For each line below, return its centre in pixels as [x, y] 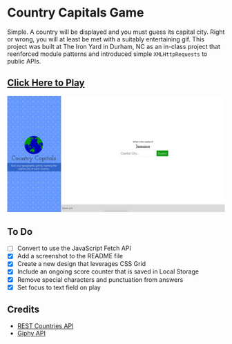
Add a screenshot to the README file [70, 256]
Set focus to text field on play [59, 287]
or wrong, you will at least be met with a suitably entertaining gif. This [106, 39]
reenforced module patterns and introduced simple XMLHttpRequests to [107, 54]
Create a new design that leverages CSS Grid [81, 264]
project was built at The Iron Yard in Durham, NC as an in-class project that [114, 46]
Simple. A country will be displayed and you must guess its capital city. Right [116, 32]
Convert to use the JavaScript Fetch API [74, 248]
